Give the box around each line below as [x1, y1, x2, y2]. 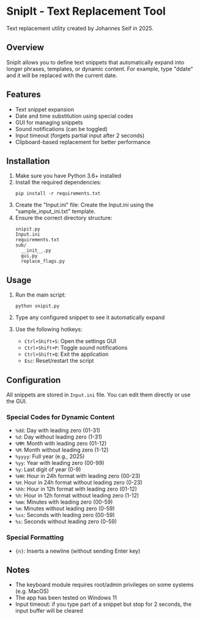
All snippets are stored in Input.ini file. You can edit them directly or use [6, 391, 191, 398]
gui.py [21, 253, 38, 259]
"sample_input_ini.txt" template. [15, 208, 96, 215]
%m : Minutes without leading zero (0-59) [15, 505, 115, 512]
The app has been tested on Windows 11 [15, 594, 117, 602]
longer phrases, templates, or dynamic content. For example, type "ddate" [6, 65, 194, 72]
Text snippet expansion [15, 105, 75, 113]
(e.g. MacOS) [15, 588, 49, 595]
